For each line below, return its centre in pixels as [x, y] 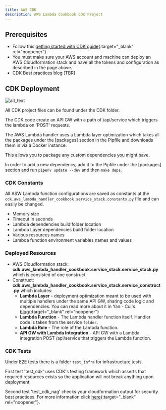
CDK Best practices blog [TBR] [44, 73]
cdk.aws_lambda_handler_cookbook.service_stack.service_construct [86, 285]
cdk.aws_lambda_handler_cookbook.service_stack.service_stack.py [85, 269]
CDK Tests [18, 351]
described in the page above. [42, 68]
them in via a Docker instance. [36, 145]
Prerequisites [26, 35]
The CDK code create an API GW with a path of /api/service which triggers [81, 120]
